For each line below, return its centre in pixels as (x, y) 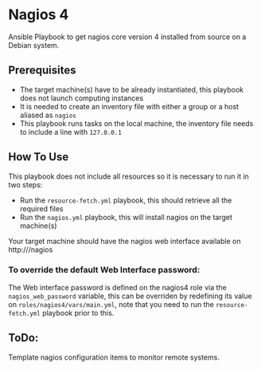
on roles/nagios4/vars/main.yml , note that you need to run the (111, 304)
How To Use (39, 157)
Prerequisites (42, 71)
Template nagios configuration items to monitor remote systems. (114, 357)
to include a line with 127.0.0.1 (70, 132)
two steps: (25, 184)
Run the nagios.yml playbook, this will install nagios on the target (126, 217)
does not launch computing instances (82, 98)
